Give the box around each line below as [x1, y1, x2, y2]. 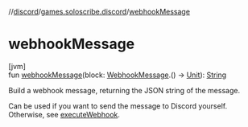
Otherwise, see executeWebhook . [8, 109, 121, 119]
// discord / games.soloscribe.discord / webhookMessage [8, 7, 191, 16]
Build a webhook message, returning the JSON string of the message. [8, 85, 240, 95]
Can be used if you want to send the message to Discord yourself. [8, 100, 228, 111]
